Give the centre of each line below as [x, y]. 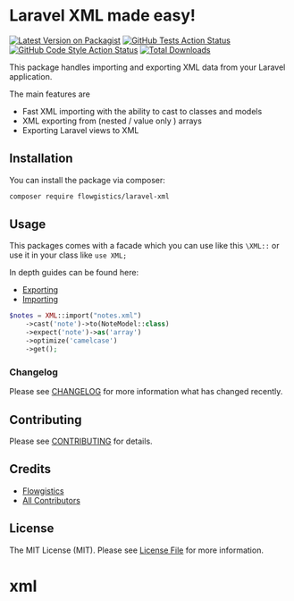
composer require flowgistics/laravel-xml [89, 196]
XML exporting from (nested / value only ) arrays [112, 121]
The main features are [50, 94]
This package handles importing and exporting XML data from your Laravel [147, 67]
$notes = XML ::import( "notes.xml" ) [76, 316]
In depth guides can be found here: [74, 273]
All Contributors [51, 500]
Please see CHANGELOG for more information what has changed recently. [146, 392]
